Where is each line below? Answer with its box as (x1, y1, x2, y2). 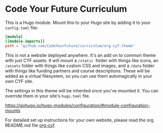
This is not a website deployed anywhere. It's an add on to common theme (5, 52, 156, 58)
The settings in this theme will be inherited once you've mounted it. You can (5, 88, 159, 93)
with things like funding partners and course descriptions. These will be (5, 67, 150, 74)
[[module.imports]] (5, 39, 45, 44)
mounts (5, 108, 21, 113)
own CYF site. (5, 78, 33, 84)
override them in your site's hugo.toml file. (5, 93, 90, 99)
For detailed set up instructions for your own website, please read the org (5, 117, 154, 123)
